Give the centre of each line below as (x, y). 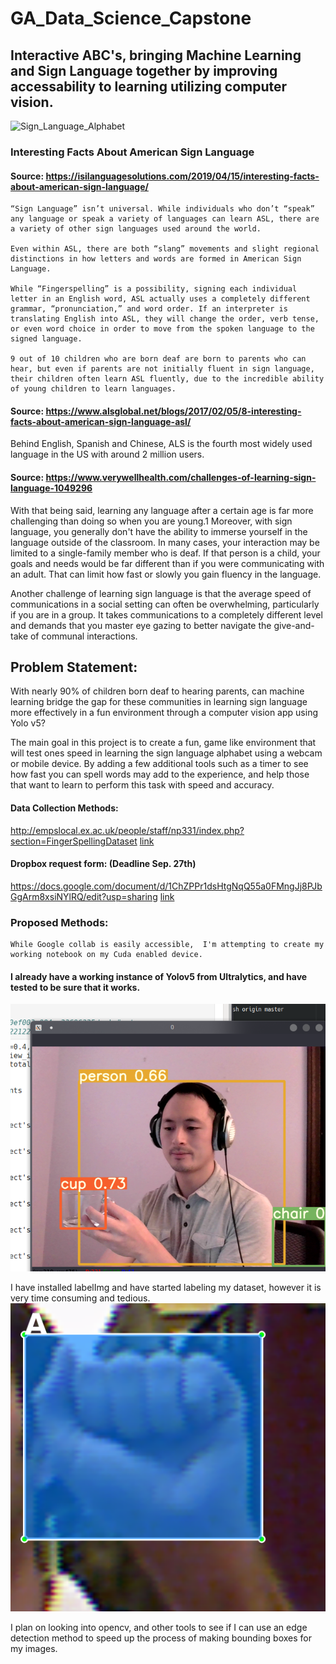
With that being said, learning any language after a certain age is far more (162, 510)
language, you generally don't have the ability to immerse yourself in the (159, 531)
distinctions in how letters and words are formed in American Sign (156, 259)
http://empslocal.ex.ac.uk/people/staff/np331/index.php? (127, 830)
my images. (34, 1649)
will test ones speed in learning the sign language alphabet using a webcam (166, 753)
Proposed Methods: (59, 922)
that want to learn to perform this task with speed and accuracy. (142, 785)
